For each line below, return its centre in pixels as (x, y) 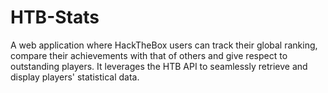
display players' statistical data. (75, 77)
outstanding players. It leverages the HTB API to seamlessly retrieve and (159, 66)
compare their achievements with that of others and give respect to (149, 55)
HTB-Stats (55, 17)
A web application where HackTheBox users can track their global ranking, (164, 45)
